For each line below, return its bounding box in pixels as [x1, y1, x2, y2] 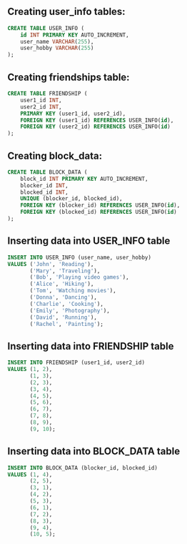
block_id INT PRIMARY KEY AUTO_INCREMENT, [20, 175, 148, 182]
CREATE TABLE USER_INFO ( [7, 24, 84, 31]
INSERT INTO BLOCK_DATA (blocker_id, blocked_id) [7, 464, 158, 471]
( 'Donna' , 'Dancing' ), [29, 294, 98, 301]
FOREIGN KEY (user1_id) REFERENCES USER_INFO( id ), [20, 117, 174, 124]
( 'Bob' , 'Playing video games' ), [29, 274, 130, 281]
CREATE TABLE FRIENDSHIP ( [7, 90, 88, 97]
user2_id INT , [20, 103, 62, 110]
